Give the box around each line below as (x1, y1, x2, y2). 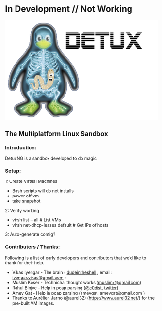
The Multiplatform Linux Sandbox (5, 130, 108, 138)
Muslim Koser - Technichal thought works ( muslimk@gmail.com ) (12, 279, 142, 285)
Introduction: (5, 144, 37, 151)
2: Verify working (5, 208, 40, 213)
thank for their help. (5, 260, 45, 265)
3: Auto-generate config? (5, 231, 56, 237)
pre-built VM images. (12, 300, 55, 306)
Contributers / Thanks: (5, 244, 60, 250)
